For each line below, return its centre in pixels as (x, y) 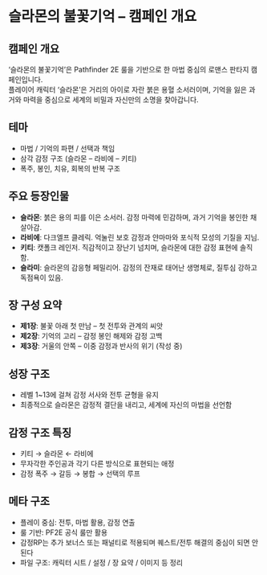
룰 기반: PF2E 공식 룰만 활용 (64, 532)
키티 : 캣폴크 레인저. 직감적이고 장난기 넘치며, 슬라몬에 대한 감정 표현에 (129, 247)
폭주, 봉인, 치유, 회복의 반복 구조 (70, 168)
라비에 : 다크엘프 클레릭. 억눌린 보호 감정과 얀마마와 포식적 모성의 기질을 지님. (140, 237)
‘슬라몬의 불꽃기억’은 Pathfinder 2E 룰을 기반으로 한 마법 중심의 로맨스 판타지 (129, 70)
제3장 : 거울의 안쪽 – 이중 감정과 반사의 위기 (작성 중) (101, 346)
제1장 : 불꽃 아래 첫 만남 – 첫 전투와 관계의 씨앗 (91, 326)
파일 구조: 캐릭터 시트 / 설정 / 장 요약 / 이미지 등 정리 (101, 562)
